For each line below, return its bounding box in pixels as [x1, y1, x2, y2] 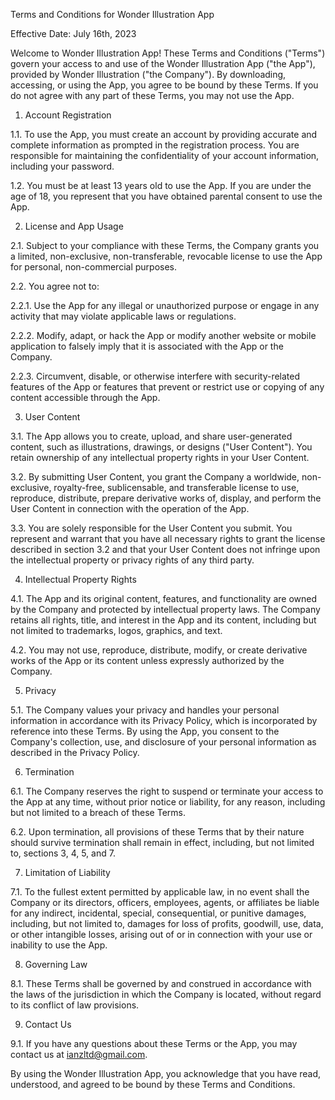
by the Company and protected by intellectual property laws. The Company [10, 604, 321, 615]
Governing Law [24, 959, 88, 970]
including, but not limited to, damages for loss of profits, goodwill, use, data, [10, 918, 324, 929]
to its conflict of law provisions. [10, 999, 140, 1011]
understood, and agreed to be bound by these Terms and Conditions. [10, 1079, 296, 1090]
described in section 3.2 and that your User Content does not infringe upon [10, 544, 321, 555]
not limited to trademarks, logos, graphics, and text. [10, 625, 223, 636]
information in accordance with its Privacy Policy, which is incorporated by [10, 715, 318, 726]
